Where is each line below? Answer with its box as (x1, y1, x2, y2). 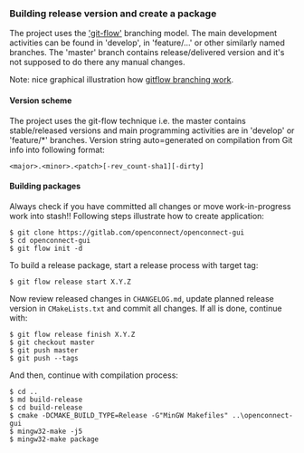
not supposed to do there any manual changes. (9, 57, 185, 68)
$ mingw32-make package (9, 434, 100, 444)
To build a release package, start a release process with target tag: (9, 259, 259, 270)
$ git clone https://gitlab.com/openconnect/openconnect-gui (9, 227, 245, 237)
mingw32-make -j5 (17, 427, 83, 436)
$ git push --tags (9, 353, 79, 362)
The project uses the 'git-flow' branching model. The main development (9, 28, 278, 39)
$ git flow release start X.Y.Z (9, 277, 131, 286)
